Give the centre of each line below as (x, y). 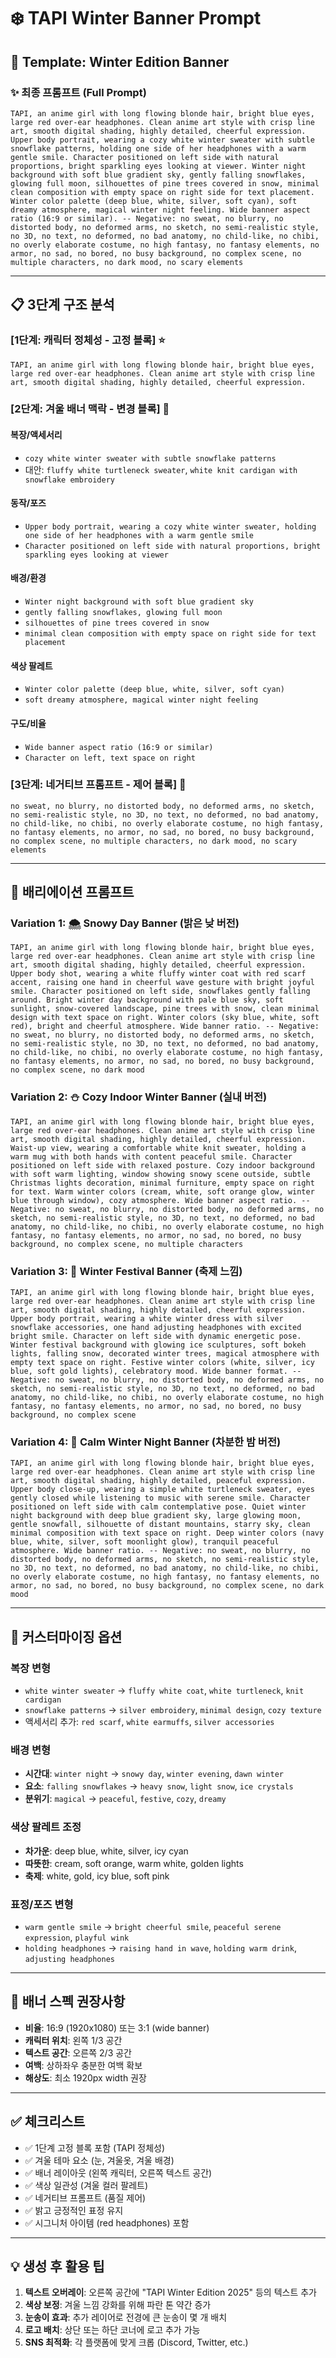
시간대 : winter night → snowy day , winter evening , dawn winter (154, 1774)
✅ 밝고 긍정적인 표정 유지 (74, 2210)
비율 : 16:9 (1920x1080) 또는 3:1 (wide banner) (117, 2027)
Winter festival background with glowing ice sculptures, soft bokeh (158, 1345)
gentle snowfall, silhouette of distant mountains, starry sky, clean (160, 1525)
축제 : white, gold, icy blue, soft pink (97, 1876)
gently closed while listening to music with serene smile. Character (160, 1498)
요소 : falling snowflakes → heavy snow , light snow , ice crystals (159, 1786)
